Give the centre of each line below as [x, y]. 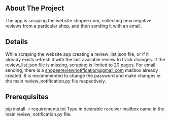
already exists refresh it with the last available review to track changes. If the [85, 59]
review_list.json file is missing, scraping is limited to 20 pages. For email [80, 65]
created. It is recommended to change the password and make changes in [83, 75]
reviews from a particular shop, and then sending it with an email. [74, 26]
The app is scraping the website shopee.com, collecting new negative [78, 20]
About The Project [35, 8]
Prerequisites [27, 97]
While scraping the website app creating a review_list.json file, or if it [77, 54]
